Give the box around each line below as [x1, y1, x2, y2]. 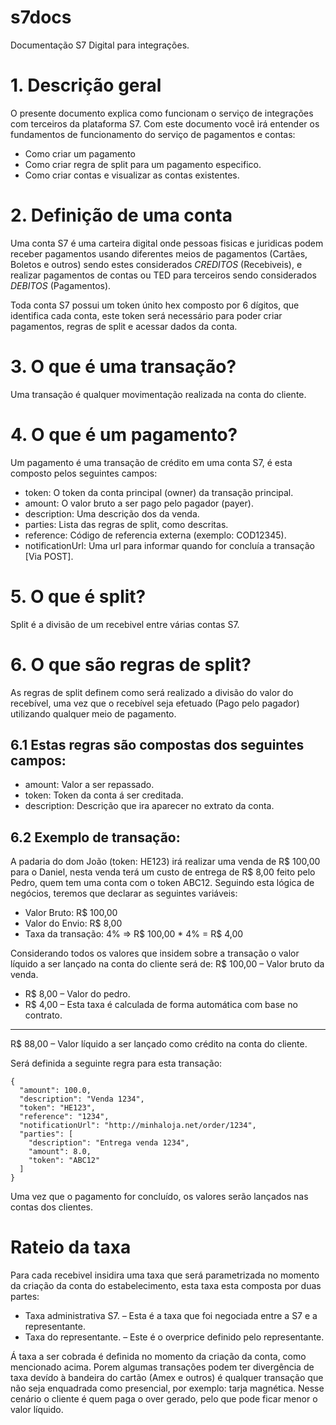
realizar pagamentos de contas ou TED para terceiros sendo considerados [10, 269, 317, 281]
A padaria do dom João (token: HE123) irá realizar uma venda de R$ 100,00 [10, 856, 321, 868]
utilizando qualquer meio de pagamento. [10, 707, 177, 720]
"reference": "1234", [19, 1112, 110, 1122]
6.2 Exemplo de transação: [10, 829, 181, 846]
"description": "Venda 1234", [19, 1094, 145, 1105]
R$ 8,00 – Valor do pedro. [24, 988, 131, 1000]
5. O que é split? [10, 585, 147, 608]
